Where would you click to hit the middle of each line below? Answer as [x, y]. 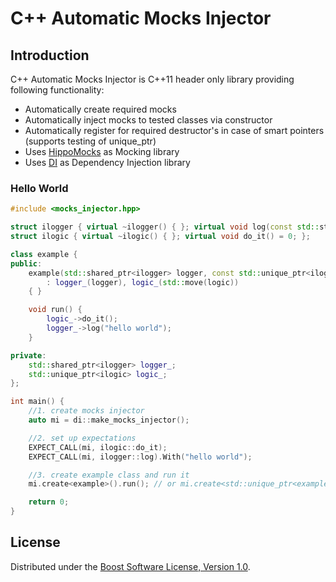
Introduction [50, 55]
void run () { [55, 310]
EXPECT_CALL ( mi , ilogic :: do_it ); [98, 447]
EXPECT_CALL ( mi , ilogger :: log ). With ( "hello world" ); [140, 457]
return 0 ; [49, 502]
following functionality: [57, 90]
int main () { [37, 402]
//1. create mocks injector [86, 411]
